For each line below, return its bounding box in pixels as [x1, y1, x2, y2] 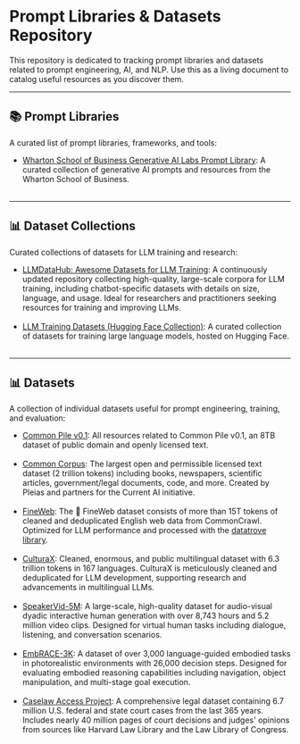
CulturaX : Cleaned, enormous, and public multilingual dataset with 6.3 [21, 554, 279, 564]
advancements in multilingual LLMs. [21, 582, 154, 593]
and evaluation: [9, 413, 66, 423]
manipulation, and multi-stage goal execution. [21, 677, 191, 688]
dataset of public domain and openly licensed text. [21, 439, 209, 450]
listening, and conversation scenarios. [21, 630, 162, 640]
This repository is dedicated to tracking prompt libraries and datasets [9, 54, 264, 65]
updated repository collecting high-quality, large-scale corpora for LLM [21, 273, 286, 284]
